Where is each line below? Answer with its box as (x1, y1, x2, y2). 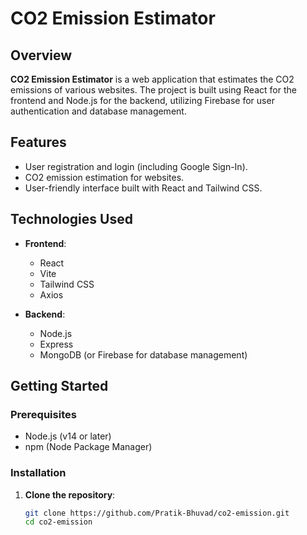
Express (39, 338, 74, 350)
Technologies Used (10, 211, 133, 228)
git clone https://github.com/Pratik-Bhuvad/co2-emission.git (24, 508, 290, 518)
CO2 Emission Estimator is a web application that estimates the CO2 (10, 73, 295, 85)
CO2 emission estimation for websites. (24, 171, 185, 183)
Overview (10, 47, 73, 64)
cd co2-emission (24, 517, 93, 527)
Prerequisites (10, 407, 77, 421)
